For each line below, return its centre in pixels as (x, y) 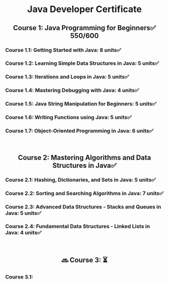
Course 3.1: (19, 277)
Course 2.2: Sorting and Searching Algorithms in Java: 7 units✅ (84, 193)
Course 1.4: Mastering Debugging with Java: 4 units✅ (72, 90)
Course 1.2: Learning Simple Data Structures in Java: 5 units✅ (82, 63)
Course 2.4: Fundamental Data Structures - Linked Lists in (77, 226)
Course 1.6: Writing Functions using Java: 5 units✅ (69, 118)
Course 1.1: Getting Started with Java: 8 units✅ (63, 50)
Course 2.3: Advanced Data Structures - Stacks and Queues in (83, 207)
